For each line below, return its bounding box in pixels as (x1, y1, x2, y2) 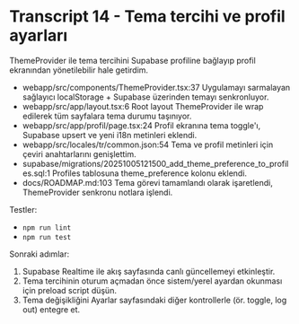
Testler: (9, 204, 38, 215)
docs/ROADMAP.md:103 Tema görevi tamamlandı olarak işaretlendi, (22, 177, 274, 188)
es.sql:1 (22, 168, 51, 179)
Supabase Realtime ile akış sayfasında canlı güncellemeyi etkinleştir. (22, 266, 276, 276)
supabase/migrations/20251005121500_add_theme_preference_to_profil (22, 158, 289, 169)
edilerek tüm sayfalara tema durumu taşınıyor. (22, 110, 192, 121)
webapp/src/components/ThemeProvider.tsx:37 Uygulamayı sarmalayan (22, 82, 291, 92)
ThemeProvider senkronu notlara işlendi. (22, 187, 173, 197)
